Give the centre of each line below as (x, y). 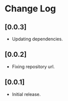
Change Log (30, 9)
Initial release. (26, 94)
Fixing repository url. (33, 66)
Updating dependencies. (37, 39)
